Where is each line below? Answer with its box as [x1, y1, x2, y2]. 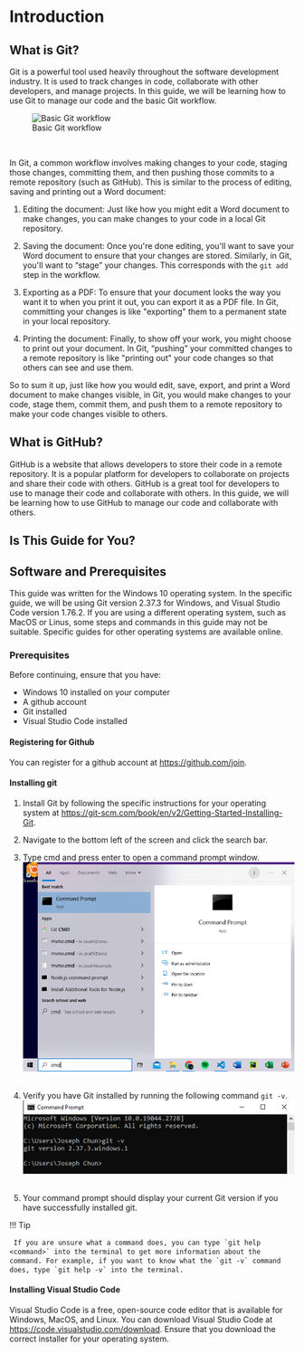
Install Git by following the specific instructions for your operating [22, 797, 267, 808]
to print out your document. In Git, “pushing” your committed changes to [22, 343, 293, 354]
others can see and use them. [22, 362, 134, 373]
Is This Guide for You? [9, 533, 136, 548]
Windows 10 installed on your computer [22, 687, 170, 698]
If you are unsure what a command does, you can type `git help [13, 1238, 261, 1247]
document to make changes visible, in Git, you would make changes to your [9, 389, 291, 400]
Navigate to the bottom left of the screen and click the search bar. [22, 834, 269, 845]
